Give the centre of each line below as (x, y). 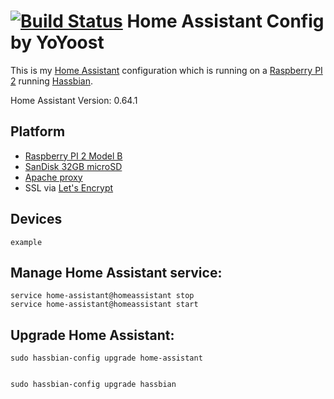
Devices (36, 219)
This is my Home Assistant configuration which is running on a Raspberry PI (166, 70)
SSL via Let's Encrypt (69, 187)
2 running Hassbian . (51, 81)
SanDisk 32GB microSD (73, 166)
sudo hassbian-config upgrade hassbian (93, 385)
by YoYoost (57, 42)
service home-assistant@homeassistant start (104, 305)
